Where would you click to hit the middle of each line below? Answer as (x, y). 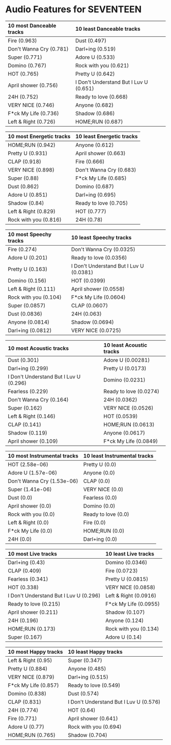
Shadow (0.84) (26, 203)
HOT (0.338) (23, 587)
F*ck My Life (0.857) (34, 685)
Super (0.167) (25, 637)
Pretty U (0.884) (27, 668)
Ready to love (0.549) (94, 685)
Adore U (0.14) (123, 637)
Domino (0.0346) (126, 562)
